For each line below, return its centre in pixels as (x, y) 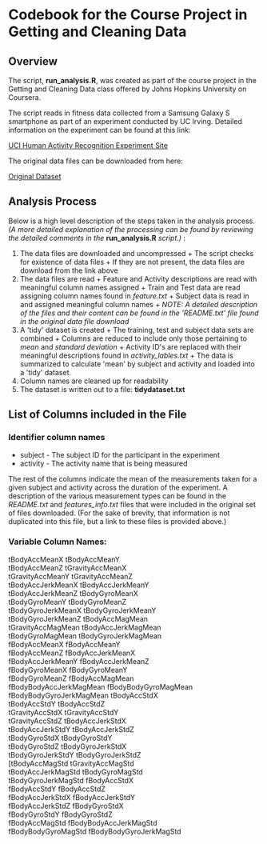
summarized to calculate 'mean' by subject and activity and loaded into (137, 364)
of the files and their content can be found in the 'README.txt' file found (139, 313)
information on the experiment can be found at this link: (100, 130)
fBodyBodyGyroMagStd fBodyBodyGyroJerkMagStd (95, 831)
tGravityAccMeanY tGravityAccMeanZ (71, 576)
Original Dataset (35, 176)
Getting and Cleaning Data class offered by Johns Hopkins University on (128, 89)
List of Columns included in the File (98, 415)
